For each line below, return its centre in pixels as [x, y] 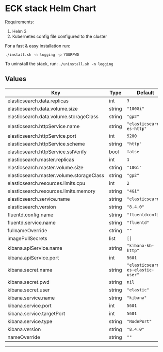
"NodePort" [139, 321]
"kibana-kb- [140, 246]
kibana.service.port [30, 305]
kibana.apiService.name [35, 248]
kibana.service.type [30, 321]
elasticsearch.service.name [39, 199]
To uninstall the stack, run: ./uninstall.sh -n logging [59, 64]
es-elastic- [140, 270]
